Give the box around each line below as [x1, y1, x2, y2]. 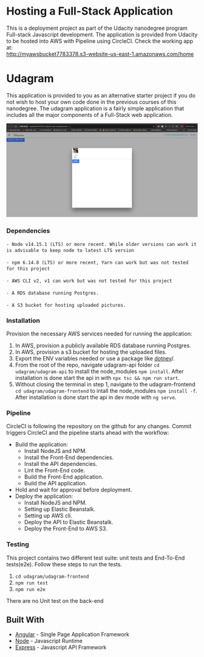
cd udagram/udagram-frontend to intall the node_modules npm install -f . [15, 387, 197, 395]
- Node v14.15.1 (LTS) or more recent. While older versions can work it [6, 241, 197, 247]
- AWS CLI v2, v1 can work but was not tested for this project [6, 278, 172, 284]
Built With [6, 615, 44, 625]
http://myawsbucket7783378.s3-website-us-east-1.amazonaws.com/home [6, 50, 194, 57]
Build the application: [15, 441, 68, 448]
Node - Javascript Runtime [15, 638, 83, 645]
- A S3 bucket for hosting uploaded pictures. [6, 302, 126, 308]
